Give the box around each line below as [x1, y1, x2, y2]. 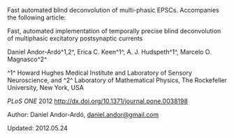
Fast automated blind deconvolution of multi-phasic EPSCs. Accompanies [7, 6, 219, 14]
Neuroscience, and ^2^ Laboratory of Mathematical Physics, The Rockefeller [7, 76, 227, 84]
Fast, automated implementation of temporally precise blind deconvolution [7, 27, 221, 35]
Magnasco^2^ [7, 55, 47, 63]
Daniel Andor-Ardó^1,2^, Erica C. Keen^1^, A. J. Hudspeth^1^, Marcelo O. [7, 48, 212, 56]
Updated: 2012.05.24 [7, 124, 68, 132]
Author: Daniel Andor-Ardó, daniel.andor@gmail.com [7, 111, 159, 118]
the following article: [7, 13, 66, 22]
